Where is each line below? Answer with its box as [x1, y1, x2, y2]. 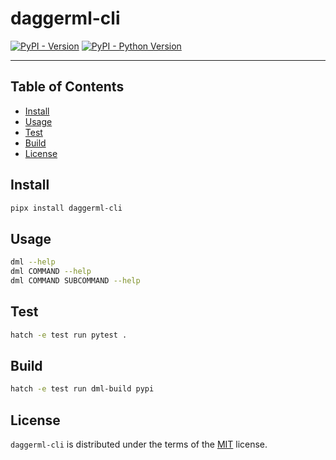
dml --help [10, 257, 56, 267]
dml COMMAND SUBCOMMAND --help [10, 276, 141, 286]
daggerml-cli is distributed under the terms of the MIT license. [10, 438, 268, 451]
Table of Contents [10, 78, 125, 96]
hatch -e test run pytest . [10, 330, 128, 340]
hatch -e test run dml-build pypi [10, 384, 155, 394]
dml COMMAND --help [10, 267, 92, 277]
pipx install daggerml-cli [10, 203, 123, 213]
